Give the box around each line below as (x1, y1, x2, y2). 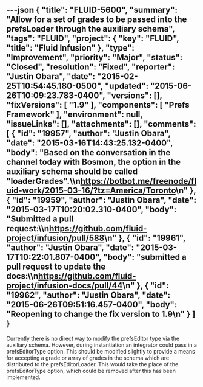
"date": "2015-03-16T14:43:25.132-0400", (6, 138, 173, 148)
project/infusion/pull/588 (6, 233, 105, 243)
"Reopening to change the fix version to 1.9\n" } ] (6, 309, 196, 319)
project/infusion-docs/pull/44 (6, 281, 123, 291)
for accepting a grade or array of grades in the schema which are (6, 354, 170, 361)
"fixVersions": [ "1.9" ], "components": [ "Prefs (6, 100, 190, 110)
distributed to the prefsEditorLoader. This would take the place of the (6, 360, 179, 368)
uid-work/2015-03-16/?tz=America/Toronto (6, 186, 176, 196)
